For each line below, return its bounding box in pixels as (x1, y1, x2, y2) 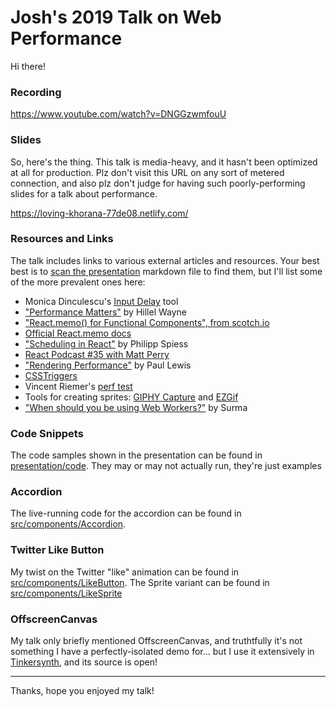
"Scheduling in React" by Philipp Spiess (24, 337, 189, 350)
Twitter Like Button (10, 543, 105, 557)
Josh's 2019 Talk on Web (10, 6, 222, 29)
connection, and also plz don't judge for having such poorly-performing (10, 177, 306, 189)
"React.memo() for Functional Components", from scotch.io (24, 316, 270, 328)
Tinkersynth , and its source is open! (10, 656, 158, 668)
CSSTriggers (24, 369, 78, 381)
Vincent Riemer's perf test (24, 380, 133, 392)
